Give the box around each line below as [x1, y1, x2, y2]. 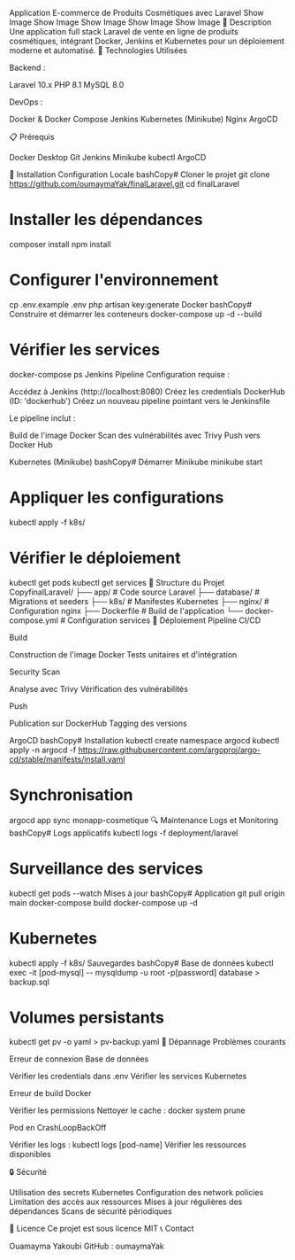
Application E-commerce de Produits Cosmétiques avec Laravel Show [9, 8, 265, 18]
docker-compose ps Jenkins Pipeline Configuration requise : [9, 369, 230, 379]
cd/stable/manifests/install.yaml [9, 753, 125, 765]
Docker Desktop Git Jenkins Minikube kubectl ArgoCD [9, 152, 207, 162]
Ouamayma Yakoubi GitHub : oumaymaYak [9, 1241, 165, 1252]
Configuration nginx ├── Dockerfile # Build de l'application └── [9, 605, 244, 616]
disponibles [9, 1149, 51, 1160]
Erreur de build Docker [9, 1088, 92, 1099]
